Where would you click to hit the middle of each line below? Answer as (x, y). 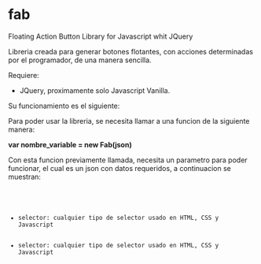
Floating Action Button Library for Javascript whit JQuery (101, 36)
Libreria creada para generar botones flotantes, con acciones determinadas (131, 51)
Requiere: (24, 75)
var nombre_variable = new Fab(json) (70, 144)
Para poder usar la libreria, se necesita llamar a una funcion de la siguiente (129, 121)
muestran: (25, 177)
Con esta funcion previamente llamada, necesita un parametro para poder (128, 160)
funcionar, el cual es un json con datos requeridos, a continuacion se (120, 168)
